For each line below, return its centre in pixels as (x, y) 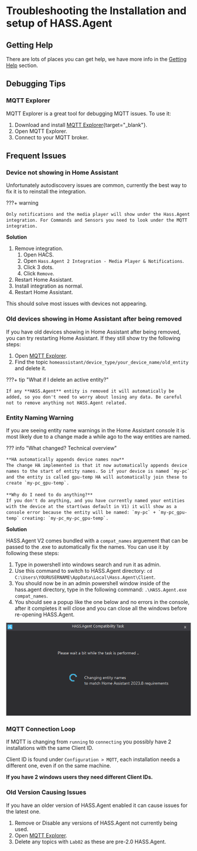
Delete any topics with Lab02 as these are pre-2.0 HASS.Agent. (90, 842)
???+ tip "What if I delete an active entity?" (57, 379)
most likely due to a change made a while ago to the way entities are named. (98, 436)
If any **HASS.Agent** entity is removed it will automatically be (90, 391)
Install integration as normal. (49, 286)
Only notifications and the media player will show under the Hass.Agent (98, 215)
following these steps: (33, 553)
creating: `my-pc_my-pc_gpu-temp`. (65, 518)
